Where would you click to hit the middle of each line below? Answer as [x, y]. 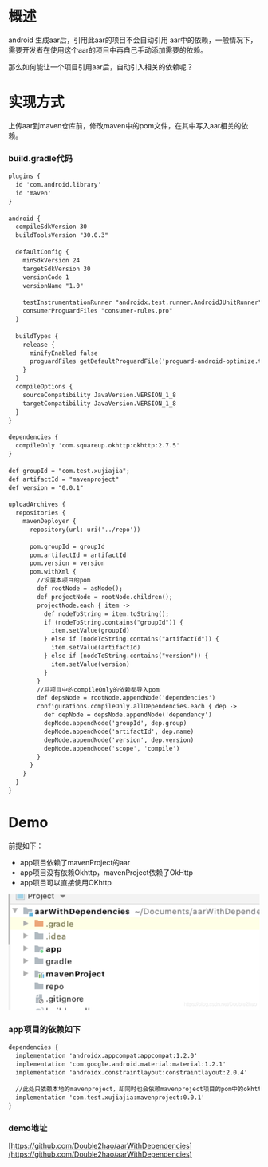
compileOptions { [44, 387]
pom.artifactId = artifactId [78, 555]
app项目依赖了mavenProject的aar [75, 862]
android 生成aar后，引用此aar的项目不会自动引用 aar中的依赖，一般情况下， [133, 40]
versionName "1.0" [53, 286]
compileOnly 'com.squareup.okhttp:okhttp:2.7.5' [98, 446]
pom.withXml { [53, 572]
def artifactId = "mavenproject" [64, 479]
